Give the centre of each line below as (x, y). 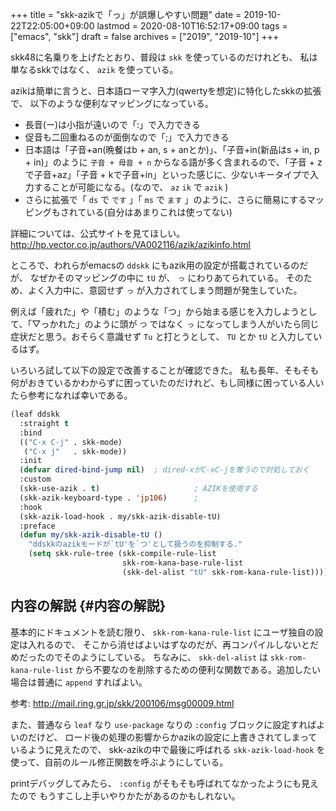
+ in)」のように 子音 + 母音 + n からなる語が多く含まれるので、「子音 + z (173, 162)
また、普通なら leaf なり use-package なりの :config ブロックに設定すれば (163, 724)
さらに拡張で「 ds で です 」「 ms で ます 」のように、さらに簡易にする (165, 199)
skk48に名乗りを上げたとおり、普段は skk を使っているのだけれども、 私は (164, 57)
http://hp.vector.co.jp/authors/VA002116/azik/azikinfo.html (131, 244)
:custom (35, 479)
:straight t (44, 423)
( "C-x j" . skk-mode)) (75, 451)
